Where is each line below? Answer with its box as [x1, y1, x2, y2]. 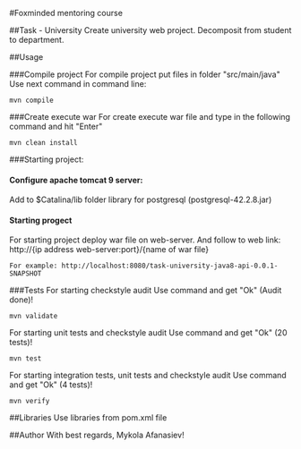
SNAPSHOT [9, 269, 42, 278]
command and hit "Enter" [9, 121, 103, 131]
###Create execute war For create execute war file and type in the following [9, 112, 291, 122]
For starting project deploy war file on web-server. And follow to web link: [9, 234, 281, 245]
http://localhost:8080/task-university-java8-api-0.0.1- [61, 261, 279, 271]
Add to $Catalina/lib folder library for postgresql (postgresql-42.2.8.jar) [9, 194, 272, 205]
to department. [9, 35, 64, 45]
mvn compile [9, 96, 54, 105]
